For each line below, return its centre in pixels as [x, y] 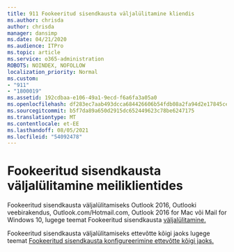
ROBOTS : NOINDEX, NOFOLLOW [46, 65]
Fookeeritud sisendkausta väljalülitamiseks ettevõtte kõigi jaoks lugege [109, 233]
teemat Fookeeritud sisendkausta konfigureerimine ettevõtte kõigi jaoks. [111, 241]
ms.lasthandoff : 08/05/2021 [48, 130]
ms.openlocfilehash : [37, 104]
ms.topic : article [34, 53]
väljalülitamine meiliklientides [95, 186]
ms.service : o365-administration [56, 59]
